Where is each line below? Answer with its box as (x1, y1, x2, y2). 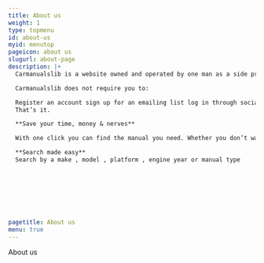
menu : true (8, 225, 44, 233)
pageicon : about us (8, 48, 72, 56)
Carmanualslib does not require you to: (15, 84, 149, 92)
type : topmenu (8, 26, 55, 34)
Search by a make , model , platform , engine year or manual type (15, 156, 241, 164)
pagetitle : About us (8, 218, 76, 226)
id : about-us (8, 33, 51, 42)
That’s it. (15, 106, 51, 114)
